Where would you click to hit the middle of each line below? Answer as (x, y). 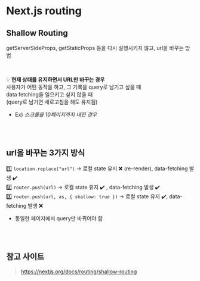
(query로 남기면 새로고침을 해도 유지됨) (52, 102)
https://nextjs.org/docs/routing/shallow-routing (79, 271)
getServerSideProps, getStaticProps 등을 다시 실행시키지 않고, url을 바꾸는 (95, 48)
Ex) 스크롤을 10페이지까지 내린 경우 (56, 115)
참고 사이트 (25, 257)
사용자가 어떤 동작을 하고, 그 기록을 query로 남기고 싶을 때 (74, 87)
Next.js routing (44, 11)
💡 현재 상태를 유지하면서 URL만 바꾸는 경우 (56, 79)
